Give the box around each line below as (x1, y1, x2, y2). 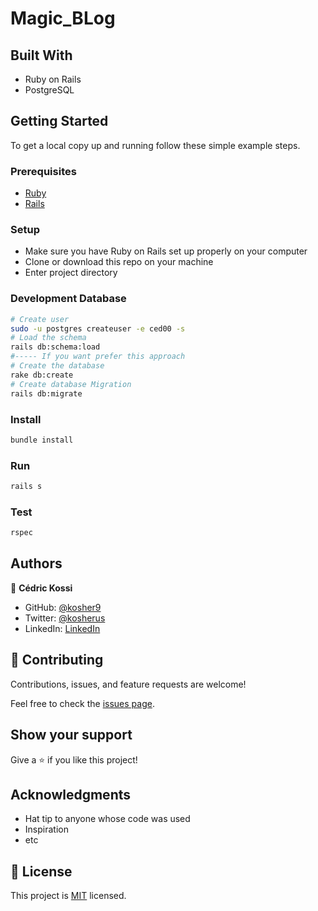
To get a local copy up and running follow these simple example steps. (10, 139, 301, 151)
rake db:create (10, 370, 74, 380)
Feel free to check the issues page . (10, 697, 155, 709)
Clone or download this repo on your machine (24, 256, 214, 268)
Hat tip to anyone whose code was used (24, 813, 191, 825)
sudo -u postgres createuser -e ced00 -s (10, 323, 186, 334)
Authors (10, 555, 63, 572)
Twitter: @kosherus (24, 612, 106, 624)
